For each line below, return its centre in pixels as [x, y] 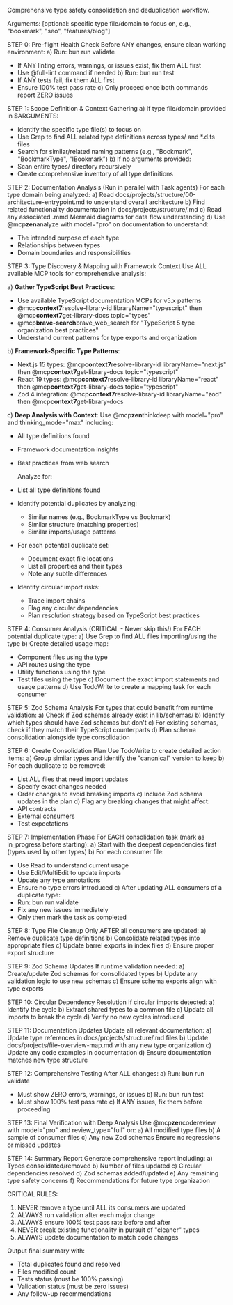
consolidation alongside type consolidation [69, 737]
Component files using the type [62, 657]
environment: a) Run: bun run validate [61, 52]
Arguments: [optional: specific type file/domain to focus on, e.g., [100, 23]
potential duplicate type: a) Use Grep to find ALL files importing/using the [112, 636]
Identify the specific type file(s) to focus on [79, 129]
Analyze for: [35, 476]
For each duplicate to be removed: [56, 765]
